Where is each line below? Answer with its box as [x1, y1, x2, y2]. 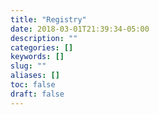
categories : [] [10, 42, 74, 53]
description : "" [10, 33, 78, 43]
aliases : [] [10, 71, 60, 81]
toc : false [10, 80, 56, 90]
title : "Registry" [10, 14, 87, 25]
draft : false [10, 89, 65, 99]
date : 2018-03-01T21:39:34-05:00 [10, 24, 150, 34]
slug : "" [10, 61, 47, 71]
